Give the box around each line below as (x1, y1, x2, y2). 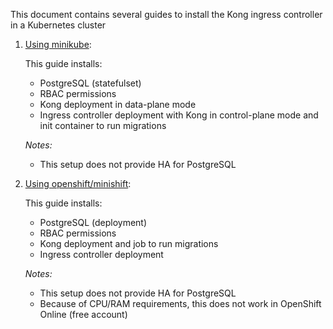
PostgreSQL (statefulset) (39, 77, 142, 89)
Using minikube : (24, 39, 92, 50)
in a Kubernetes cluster (10, 19, 107, 31)
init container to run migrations (39, 120, 167, 131)
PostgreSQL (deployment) (39, 217, 148, 228)
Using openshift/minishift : (24, 178, 132, 189)
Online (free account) (39, 309, 128, 320)
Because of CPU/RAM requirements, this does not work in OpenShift (39, 298, 322, 309)
